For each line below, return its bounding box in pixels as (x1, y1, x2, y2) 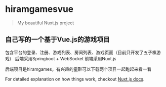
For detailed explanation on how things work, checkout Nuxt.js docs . (5, 76, 145, 82)
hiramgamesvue (5, 3, 74, 15)
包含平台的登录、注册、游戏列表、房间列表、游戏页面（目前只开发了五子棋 (5, 49, 157, 55)
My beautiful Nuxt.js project (17, 20, 74, 26)
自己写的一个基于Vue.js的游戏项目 (5, 36, 110, 44)
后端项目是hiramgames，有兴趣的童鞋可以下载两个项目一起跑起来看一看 (5, 66, 152, 72)
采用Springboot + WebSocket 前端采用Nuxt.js (23, 55, 117, 61)
